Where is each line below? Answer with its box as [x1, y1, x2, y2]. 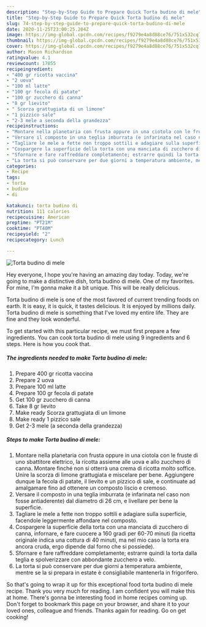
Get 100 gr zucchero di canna [15, 396, 91, 403]
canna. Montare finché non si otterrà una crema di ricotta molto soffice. [15, 464, 196, 472]
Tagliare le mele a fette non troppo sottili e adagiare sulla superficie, [15, 510, 187, 517]
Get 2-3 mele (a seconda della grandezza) [15, 421, 123, 429]
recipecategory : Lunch [6, 237, 64, 243]
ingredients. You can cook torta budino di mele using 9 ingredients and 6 [6, 334, 190, 341]
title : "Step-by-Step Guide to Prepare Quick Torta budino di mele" [6, 15, 185, 21]
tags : [6, 174, 20, 181]
